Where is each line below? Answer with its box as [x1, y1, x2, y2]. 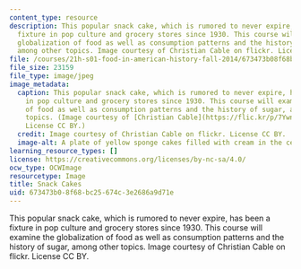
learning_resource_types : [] [9, 146, 118, 155]
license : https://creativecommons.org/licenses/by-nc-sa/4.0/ [9, 154, 246, 164]
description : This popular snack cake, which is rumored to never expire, [9, 22, 295, 30]
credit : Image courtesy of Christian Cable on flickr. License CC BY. [17, 130, 287, 139]
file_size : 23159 [9, 64, 74, 73]
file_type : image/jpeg [9, 72, 94, 81]
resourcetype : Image [9, 171, 87, 180]
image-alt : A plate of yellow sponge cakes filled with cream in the [17, 138, 282, 147]
